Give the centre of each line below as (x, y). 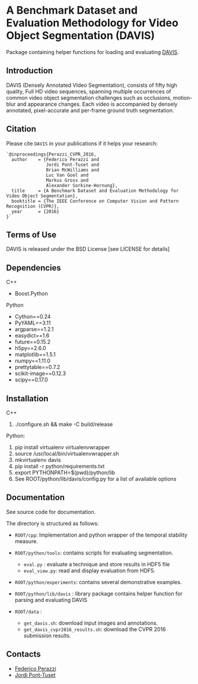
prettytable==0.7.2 (37, 367)
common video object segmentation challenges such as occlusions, (89, 97)
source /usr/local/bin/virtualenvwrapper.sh (67, 453)
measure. (26, 541)
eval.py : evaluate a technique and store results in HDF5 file (97, 564)
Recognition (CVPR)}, (33, 206)
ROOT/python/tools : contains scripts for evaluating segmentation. (94, 553)
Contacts (24, 654)
